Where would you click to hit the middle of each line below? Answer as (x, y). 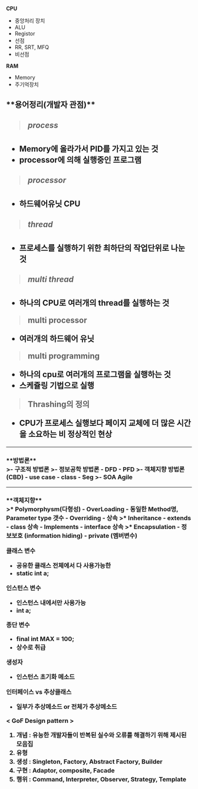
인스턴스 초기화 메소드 (46, 677)
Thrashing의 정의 (59, 404)
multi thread (51, 280)
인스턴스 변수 (24, 588)
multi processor (57, 320)
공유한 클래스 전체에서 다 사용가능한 (64, 566)
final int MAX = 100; (45, 639)
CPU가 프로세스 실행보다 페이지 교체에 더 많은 (97, 423)
